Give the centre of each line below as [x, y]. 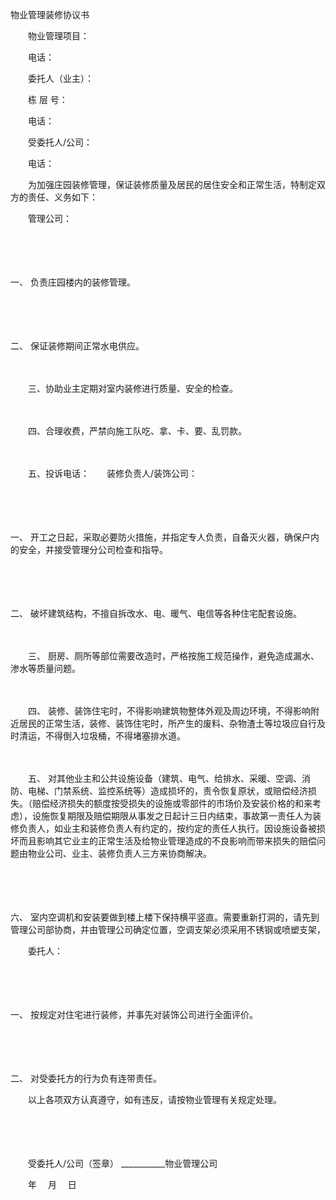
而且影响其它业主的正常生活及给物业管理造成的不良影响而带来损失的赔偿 [167, 841]
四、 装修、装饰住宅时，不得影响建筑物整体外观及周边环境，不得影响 [169, 711]
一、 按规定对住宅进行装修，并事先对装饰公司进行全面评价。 [134, 1014]
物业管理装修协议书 [50, 14]
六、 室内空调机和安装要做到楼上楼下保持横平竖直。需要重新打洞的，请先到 [165, 917]
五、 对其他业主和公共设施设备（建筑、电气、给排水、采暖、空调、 [164, 778]
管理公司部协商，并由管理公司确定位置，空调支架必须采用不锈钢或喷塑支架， [166, 929]
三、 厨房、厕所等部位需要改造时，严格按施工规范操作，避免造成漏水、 [173, 656]
